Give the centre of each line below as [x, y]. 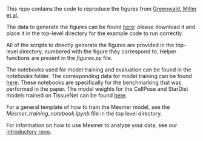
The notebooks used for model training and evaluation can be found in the [99, 70]
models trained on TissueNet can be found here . [67, 95]
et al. [12, 15]
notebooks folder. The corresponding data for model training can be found [99, 76]
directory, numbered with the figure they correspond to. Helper [98, 51]
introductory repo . [29, 132]
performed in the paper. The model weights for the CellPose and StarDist [97, 89]
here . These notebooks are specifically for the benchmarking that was [94, 82]
